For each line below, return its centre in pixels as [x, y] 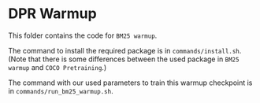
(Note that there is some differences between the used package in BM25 [124, 59]
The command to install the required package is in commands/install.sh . [125, 50]
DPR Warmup [52, 14]
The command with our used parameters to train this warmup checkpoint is [130, 83]
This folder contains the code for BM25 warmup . [83, 35]
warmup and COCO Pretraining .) [58, 67]
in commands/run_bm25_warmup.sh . [61, 90]
